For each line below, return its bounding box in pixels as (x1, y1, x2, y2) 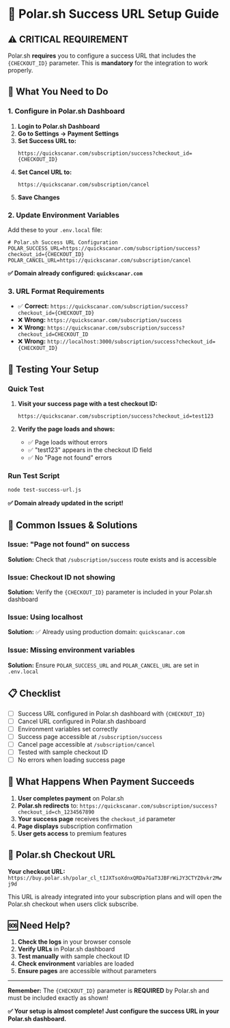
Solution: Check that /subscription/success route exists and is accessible (8, 555, 217, 564)
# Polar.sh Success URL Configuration (8, 239, 118, 246)
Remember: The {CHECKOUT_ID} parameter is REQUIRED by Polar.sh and (8, 986, 210, 995)
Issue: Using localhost (8, 612, 83, 622)
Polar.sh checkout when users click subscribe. (8, 900, 139, 908)
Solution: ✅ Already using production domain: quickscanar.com (8, 628, 185, 636)
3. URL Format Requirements (8, 286, 105, 296)
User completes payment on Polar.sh (17, 794, 124, 802)
